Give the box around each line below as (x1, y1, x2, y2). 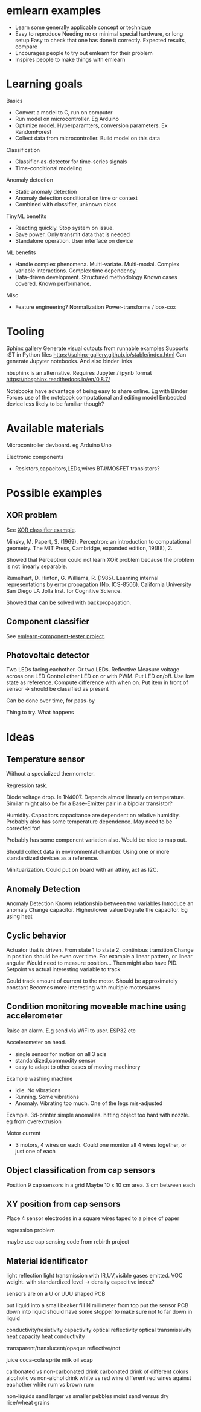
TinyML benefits (6, 213, 47, 220)
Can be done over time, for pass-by (6, 697, 95, 704)
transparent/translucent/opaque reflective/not (6, 1345, 121, 1352)
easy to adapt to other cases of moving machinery (14, 1063, 141, 1071)
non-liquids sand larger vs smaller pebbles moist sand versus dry (6, 1393, 169, 1400)
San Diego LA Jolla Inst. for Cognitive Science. (6, 587, 122, 594)
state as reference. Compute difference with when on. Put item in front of (6, 679, 188, 686)
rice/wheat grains (6, 1399, 50, 1407)
